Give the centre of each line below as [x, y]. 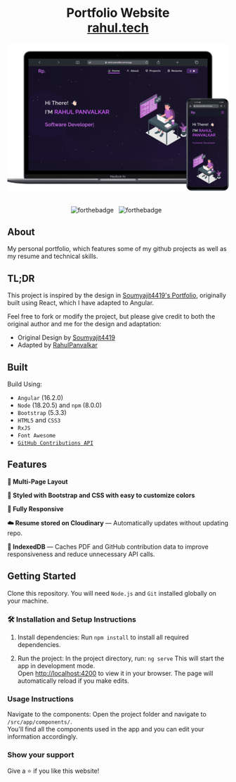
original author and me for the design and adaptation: [84, 324]
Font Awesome [37, 436]
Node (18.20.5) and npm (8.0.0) [60, 405]
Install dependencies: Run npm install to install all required [103, 637]
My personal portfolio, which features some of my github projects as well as [117, 249]
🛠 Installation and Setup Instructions [72, 619]
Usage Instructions [40, 699]
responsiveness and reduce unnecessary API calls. [81, 554]
